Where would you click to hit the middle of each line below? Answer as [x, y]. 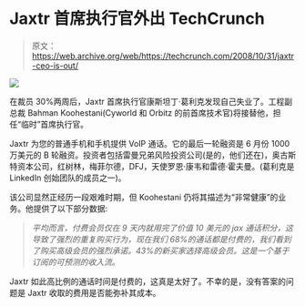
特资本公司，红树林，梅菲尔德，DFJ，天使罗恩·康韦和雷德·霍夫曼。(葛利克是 [152, 166]
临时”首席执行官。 [55, 124]
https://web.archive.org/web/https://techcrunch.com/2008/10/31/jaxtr [163, 56]
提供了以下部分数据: [71, 208]
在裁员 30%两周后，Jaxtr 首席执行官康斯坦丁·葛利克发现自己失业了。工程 [147, 101]
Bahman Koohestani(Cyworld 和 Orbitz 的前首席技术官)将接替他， [150, 113]
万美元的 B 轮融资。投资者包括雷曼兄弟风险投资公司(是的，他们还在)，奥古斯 [153, 155]
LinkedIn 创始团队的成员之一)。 [68, 178]
